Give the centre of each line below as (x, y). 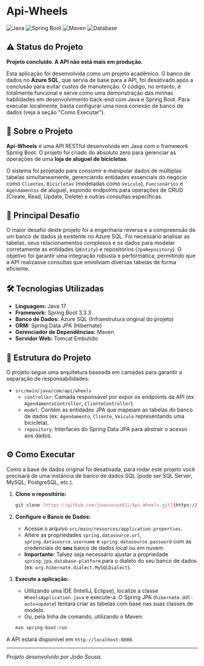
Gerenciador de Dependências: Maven (64, 332)
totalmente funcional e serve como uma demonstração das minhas (90, 93)
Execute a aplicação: (42, 579)
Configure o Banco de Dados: (53, 517)
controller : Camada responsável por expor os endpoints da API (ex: (110, 397)
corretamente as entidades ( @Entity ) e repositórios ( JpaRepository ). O (94, 250)
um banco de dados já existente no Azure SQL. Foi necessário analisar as (98, 236)
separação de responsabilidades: (48, 379)
